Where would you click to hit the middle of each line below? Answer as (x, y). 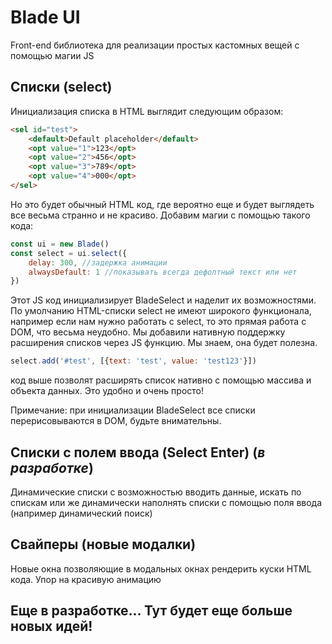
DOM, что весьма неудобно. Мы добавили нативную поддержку (148, 332)
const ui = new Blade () (60, 244)
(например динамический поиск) (81, 513)
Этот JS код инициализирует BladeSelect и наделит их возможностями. (163, 300)
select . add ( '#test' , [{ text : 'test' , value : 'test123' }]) (133, 361)
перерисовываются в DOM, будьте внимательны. (116, 421)
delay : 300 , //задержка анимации (98, 262)
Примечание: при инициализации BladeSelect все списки (133, 410)
